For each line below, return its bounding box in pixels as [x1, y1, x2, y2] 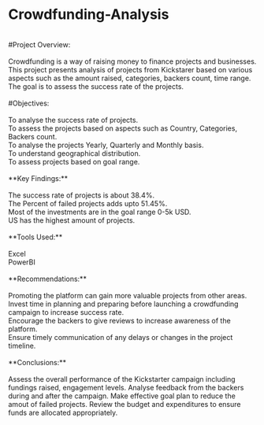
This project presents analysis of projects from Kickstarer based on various [8, 65, 253, 74]
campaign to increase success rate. [8, 307, 125, 316]
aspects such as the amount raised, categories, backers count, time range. [8, 73, 251, 83]
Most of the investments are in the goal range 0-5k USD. [8, 207, 191, 216]
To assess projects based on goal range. [8, 157, 140, 166]
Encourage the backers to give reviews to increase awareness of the [8, 316, 231, 325]
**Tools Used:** [8, 232, 63, 242]
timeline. [8, 341, 36, 350]
